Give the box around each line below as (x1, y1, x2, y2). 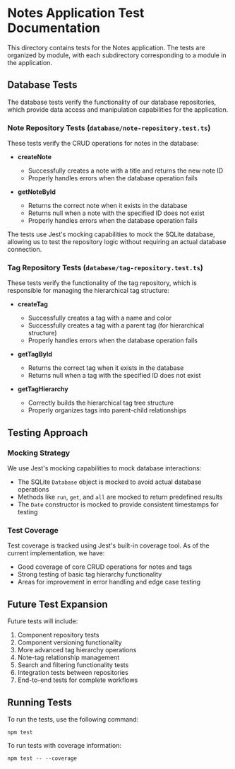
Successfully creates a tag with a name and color (28, 313, 171, 323)
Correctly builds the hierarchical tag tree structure (28, 398, 174, 407)
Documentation (7, 20, 101, 36)
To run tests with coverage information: (7, 741, 122, 749)
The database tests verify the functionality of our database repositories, (7, 98, 217, 106)
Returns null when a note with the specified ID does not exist (28, 209, 205, 217)
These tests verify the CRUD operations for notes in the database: (7, 139, 199, 148)
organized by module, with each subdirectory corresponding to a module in (7, 51, 227, 59)
